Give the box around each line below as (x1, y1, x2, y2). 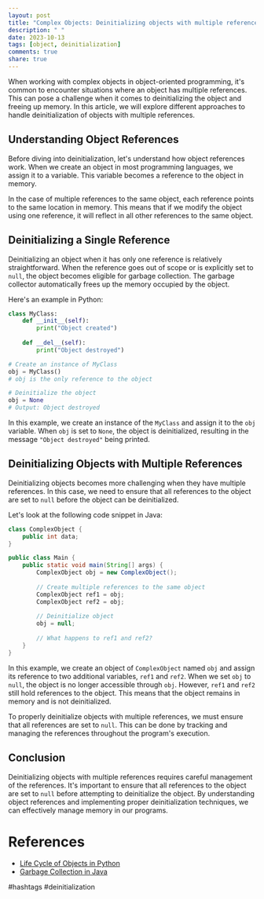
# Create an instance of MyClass (8, 360, 118, 368)
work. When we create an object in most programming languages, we (8, 162, 233, 171)
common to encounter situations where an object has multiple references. (8, 85, 247, 94)
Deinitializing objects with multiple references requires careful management (8, 772, 253, 781)
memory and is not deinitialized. (8, 696, 112, 706)
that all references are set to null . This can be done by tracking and (8, 720, 228, 729)
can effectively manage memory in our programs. (8, 806, 169, 815)
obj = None (8, 397, 44, 404)
